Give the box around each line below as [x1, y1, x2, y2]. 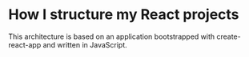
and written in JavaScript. [42, 40, 128, 49]
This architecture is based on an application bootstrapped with [8, 32, 215, 41]
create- [215, 32, 242, 41]
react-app [8, 40, 42, 49]
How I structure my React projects [8, 6, 239, 24]
